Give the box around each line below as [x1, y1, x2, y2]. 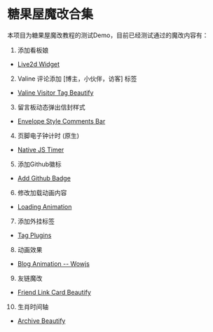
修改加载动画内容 [17, 188, 67, 197]
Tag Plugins [17, 231, 52, 239]
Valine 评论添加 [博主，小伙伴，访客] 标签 [17, 74, 137, 83]
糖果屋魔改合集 [7, 6, 94, 22]
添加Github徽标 [17, 159, 62, 168]
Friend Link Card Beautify [17, 288, 91, 296]
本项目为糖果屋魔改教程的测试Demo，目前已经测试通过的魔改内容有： [7, 31, 209, 39]
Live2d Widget [17, 60, 60, 68]
